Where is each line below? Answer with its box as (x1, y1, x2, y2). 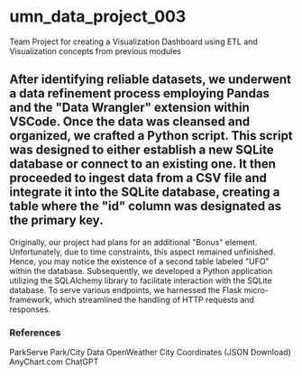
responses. (9, 304, 51, 315)
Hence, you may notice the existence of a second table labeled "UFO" (9, 255, 270, 267)
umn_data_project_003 (9, 6, 187, 27)
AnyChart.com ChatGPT (9, 356, 99, 367)
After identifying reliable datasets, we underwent (9, 72, 291, 87)
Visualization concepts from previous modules (9, 45, 182, 56)
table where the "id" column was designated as (9, 198, 282, 214)
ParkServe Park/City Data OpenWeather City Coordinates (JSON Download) (9, 347, 291, 358)
